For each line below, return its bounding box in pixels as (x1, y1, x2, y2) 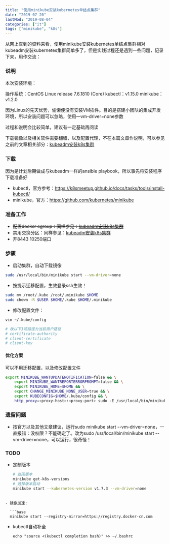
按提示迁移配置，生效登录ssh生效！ (12, 283, 87, 289)
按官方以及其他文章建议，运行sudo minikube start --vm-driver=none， (12, 424, 160, 430)
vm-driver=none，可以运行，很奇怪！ (12, 437, 92, 443)
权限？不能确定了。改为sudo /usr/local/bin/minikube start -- (34, 430, 160, 436)
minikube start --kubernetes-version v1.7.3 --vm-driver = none (12, 486, 147, 491)
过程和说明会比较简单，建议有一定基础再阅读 (5, 124, 99, 130)
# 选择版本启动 (12, 481, 40, 487)
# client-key (5, 341, 33, 346)
